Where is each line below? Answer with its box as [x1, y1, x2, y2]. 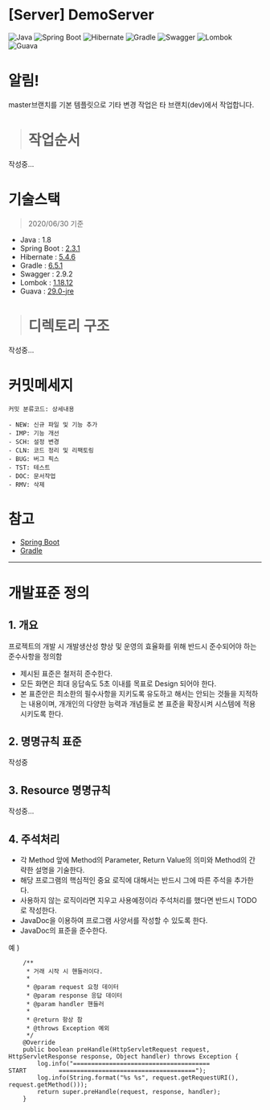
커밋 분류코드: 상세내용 [8, 405, 75, 413]
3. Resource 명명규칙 [8, 784, 111, 797]
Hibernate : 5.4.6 [19, 252, 76, 261]
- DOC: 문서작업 [8, 472, 56, 480]
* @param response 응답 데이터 [26, 992, 123, 1000]
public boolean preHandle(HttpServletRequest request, [22, 1046, 211, 1054]
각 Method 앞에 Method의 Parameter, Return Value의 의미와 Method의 [19, 855, 247, 864]
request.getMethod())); [8, 1081, 88, 1089]
